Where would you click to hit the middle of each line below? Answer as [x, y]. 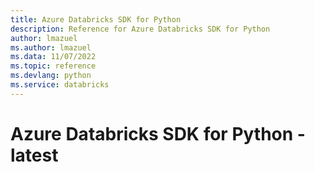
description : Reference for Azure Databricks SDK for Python [140, 29]
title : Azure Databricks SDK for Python [96, 19]
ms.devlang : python [51, 76]
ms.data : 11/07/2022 [53, 57]
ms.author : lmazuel [51, 47]
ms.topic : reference [53, 66]
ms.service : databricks [60, 85]
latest [34, 155]
